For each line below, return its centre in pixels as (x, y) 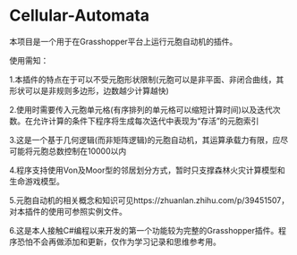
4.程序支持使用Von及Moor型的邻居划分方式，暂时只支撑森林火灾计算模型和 (147, 170)
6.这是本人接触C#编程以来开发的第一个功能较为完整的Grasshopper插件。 (144, 230)
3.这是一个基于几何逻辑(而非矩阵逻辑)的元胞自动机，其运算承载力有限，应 (145, 140)
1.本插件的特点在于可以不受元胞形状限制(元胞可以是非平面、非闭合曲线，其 (147, 79)
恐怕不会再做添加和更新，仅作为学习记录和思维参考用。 (119, 242)
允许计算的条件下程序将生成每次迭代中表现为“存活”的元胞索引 (146, 121)
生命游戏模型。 (37, 181)
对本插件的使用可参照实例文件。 (68, 211)
